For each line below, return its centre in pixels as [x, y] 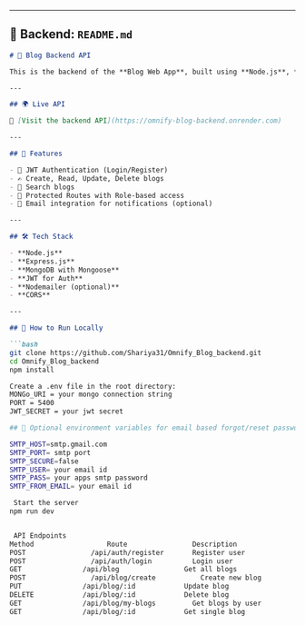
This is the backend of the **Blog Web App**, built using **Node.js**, [150, 72]
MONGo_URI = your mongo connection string [91, 395]
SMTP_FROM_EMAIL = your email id [70, 487]
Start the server [46, 503]
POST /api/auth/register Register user [128, 552]
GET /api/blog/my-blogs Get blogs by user [135, 603]
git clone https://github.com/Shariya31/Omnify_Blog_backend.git [135, 352]
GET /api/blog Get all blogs [123, 570]
